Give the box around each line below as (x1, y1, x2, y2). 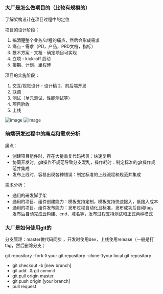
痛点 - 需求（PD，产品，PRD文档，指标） (12, 43, 96, 50)
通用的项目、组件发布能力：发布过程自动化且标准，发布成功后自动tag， (12, 205, 156, 210)
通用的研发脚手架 (12, 192, 47, 198)
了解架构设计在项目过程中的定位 (5, 16, 70, 23)
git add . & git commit (12, 267, 55, 273)
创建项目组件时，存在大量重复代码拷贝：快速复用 (12, 153, 111, 159)
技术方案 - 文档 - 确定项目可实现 (12, 50, 77, 56)
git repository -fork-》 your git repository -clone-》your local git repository (5, 252, 152, 259)
